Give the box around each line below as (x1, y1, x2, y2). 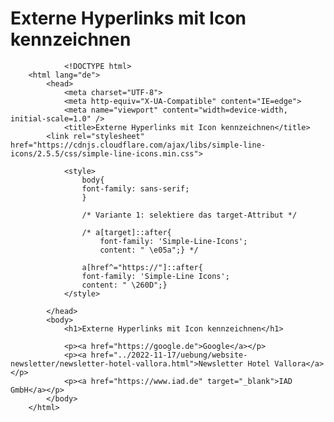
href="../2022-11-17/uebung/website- (90, 350, 248, 360)
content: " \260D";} (81, 280, 168, 290)
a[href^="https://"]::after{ (81, 262, 203, 272)
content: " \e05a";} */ (99, 245, 199, 255)
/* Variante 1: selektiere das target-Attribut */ (81, 210, 298, 220)
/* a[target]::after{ (81, 227, 172, 237)
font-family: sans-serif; (81, 183, 190, 194)
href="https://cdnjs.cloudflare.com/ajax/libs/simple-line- (10, 140, 267, 150)
